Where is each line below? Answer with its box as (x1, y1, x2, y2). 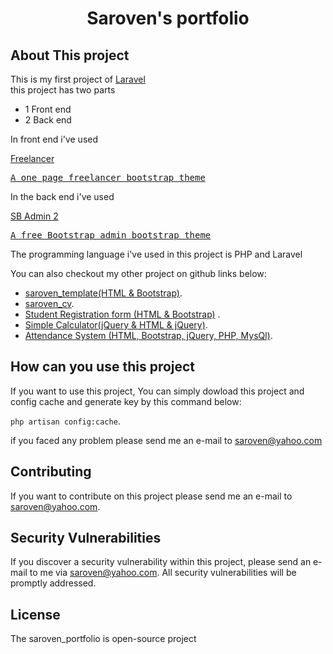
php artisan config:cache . (10, 415, 121, 427)
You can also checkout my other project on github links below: (10, 268, 267, 279)
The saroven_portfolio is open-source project (10, 633, 197, 645)
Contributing (10, 463, 92, 481)
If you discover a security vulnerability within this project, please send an (10, 556, 312, 568)
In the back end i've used (10, 191, 115, 202)
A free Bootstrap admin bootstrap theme (10, 230, 212, 241)
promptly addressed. (10, 577, 97, 589)
